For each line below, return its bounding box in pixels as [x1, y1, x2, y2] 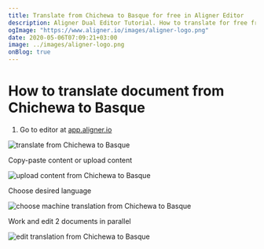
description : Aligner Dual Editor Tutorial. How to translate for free [8, 19, 247, 27]
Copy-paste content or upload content [8, 155, 133, 165]
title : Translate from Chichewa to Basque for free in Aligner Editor [8, 11, 244, 20]
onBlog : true [8, 48, 51, 56]
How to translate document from [8, 82, 225, 100]
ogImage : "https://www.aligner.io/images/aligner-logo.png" [8, 26, 210, 34]
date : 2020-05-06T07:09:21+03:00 [8, 33, 118, 42]
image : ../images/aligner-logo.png [8, 41, 125, 49]
